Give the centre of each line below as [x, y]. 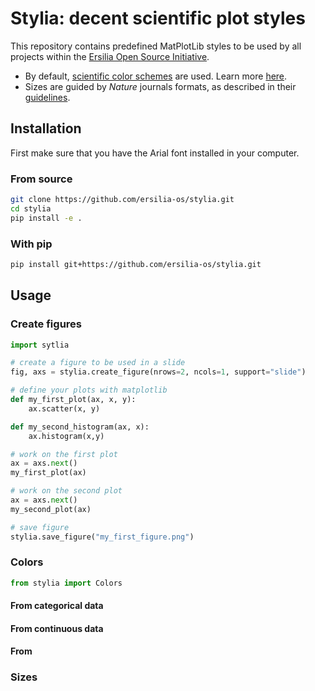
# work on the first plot [64, 454]
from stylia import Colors [66, 583]
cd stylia [31, 208]
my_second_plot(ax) [51, 509]
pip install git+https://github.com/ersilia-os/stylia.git [136, 264]
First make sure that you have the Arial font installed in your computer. [155, 153]
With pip [31, 244]
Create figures [46, 324]
